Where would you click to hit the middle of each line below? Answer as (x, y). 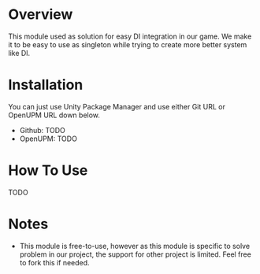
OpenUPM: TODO (48, 139)
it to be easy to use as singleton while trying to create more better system (128, 44)
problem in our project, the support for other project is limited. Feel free (136, 254)
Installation (46, 85)
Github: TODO (42, 130)
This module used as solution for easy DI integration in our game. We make (130, 36)
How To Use (48, 170)
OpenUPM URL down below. (54, 115)
